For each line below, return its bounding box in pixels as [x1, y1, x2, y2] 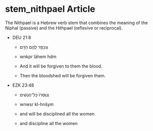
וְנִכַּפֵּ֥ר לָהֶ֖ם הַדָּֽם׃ [19, 44, 48, 50]
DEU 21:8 [12, 34, 31, 40]
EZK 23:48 [12, 82, 35, 88]
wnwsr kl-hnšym [19, 101, 54, 107]
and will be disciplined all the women [19, 111, 95, 117]
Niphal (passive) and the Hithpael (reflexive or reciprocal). [5, 25, 123, 31]
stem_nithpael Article [5, 3, 95, 15]
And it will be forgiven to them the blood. [19, 63, 103, 69]
